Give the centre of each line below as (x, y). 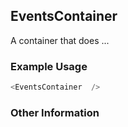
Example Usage (49, 66)
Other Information (55, 112)
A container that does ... (60, 40)
